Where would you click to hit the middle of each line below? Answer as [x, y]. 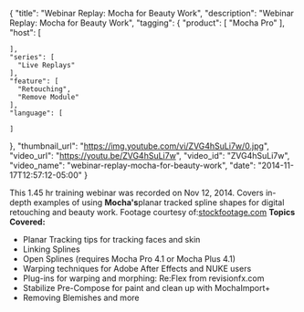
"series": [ [32, 57]
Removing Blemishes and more [81, 297]
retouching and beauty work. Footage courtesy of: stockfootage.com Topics [152, 212]
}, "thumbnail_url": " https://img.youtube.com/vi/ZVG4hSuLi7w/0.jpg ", [139, 146]
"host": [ [25, 32]
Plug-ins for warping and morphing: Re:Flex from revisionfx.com [143, 278]
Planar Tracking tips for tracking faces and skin [111, 239]
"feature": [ [34, 81]
